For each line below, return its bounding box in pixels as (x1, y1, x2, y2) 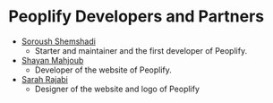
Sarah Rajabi (21, 73, 69, 84)
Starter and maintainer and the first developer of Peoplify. (34, 45, 248, 56)
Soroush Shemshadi (21, 36, 96, 47)
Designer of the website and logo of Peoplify (34, 83, 200, 94)
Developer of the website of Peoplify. (34, 64, 172, 75)
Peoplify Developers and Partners (8, 6, 265, 27)
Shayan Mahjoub (21, 55, 84, 65)
